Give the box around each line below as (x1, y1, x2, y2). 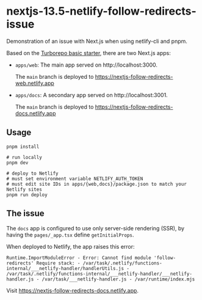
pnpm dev (6, 159, 29, 166)
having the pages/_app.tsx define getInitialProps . (6, 231, 134, 238)
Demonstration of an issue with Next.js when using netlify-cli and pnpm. (6, 37, 188, 45)
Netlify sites (6, 186, 43, 192)
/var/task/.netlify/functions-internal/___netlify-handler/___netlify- (6, 271, 192, 277)
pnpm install (6, 144, 40, 150)
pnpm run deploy (6, 191, 48, 198)
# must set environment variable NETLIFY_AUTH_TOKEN (6, 175, 143, 181)
